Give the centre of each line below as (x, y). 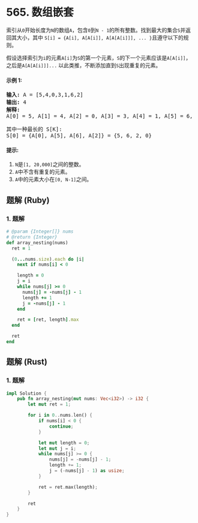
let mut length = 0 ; (64, 443)
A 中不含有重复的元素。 (43, 172)
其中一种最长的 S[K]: (34, 129)
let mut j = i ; (57, 448)
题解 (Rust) (27, 362)
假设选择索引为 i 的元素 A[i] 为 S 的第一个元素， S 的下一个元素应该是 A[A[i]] (96, 58)
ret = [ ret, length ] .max (48, 320)
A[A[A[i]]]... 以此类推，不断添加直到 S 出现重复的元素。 (91, 65)
